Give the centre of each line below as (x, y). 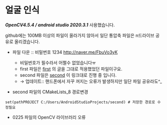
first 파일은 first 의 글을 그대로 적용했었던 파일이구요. (71, 69)
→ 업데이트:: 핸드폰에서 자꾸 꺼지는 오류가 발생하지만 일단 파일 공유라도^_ (91, 81)
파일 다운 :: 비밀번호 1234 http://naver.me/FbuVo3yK (65, 52)
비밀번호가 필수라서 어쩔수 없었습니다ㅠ (58, 62)
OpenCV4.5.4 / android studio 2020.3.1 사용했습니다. (60, 25)
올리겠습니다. (27, 41)
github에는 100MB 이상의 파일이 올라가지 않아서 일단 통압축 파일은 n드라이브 (80, 35)
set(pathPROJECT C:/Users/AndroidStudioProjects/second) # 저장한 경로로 (80, 102)
